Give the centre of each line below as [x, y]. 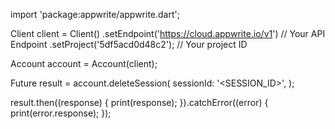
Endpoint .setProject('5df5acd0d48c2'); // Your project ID [129, 44]
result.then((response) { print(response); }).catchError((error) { [139, 102]
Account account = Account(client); [84, 63]
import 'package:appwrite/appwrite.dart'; [95, 14]
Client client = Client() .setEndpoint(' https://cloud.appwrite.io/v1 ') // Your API [168, 33]
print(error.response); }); [61, 113]
